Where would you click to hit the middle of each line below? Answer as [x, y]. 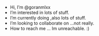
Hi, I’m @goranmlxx [30, 7]
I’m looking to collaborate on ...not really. [52, 23]
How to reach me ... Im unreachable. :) [49, 28]
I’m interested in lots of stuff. [39, 12]
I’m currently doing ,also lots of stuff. [48, 18]
